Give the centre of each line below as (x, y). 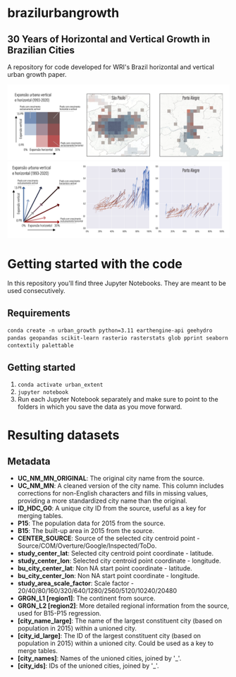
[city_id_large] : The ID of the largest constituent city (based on (109, 636)
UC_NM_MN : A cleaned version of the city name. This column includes (120, 486)
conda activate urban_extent (60, 385)
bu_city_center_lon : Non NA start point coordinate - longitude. (108, 576)
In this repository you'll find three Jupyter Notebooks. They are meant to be (117, 283)
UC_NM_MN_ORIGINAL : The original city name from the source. (111, 479)
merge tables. (38, 651)
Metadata (29, 461)
